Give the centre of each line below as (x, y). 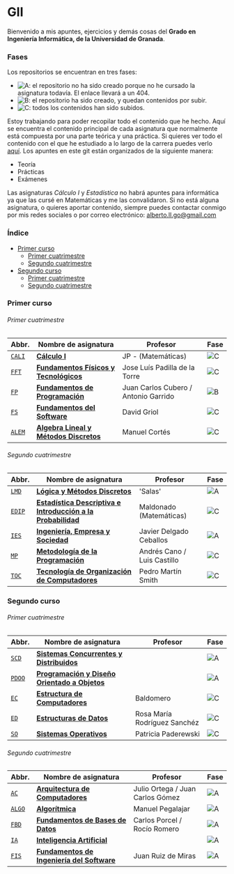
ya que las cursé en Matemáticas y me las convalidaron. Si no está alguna (113, 200)
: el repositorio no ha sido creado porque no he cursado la (112, 86)
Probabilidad (58, 520)
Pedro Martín (161, 571)
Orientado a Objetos (70, 682)
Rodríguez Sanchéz (167, 722)
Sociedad (52, 539)
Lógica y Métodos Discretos (84, 491)
